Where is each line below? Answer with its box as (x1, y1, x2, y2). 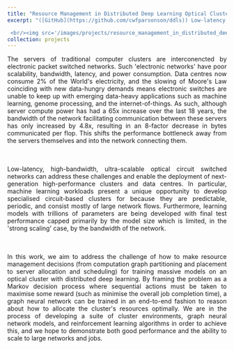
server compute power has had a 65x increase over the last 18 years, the (7, 107, 227, 115)
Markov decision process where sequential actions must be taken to (7, 282, 227, 290)
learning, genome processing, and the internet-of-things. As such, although (7, 99, 227, 108)
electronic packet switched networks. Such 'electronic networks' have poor (7, 62, 227, 70)
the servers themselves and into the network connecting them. (7, 137, 187, 145)
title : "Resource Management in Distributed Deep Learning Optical (7, 10, 208, 17)
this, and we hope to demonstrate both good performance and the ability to (7, 327, 227, 335)
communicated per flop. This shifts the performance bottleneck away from (7, 129, 227, 138)
